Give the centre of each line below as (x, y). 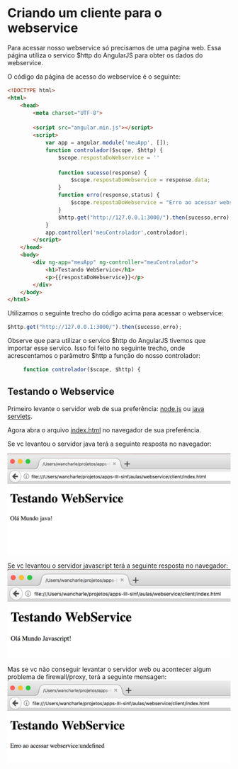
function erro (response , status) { (109, 195)
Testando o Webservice (61, 392)
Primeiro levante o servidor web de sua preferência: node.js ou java (106, 408)
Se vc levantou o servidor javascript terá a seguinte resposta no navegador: (118, 566)
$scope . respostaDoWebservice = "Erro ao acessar (144, 203)
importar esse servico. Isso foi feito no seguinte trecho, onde (96, 348)
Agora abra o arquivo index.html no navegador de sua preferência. (104, 430)
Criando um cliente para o (85, 13)
